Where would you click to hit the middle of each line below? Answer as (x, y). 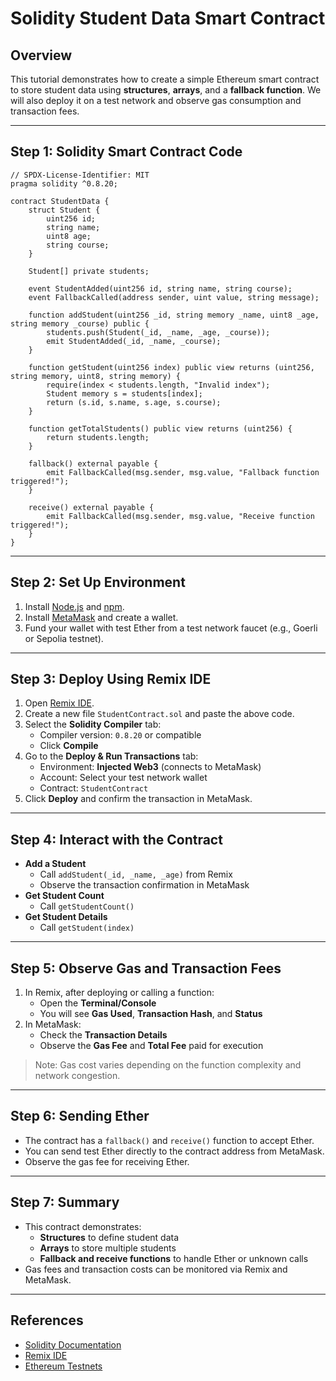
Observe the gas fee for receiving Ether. (107, 1161)
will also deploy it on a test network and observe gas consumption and (156, 100)
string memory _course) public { (80, 323)
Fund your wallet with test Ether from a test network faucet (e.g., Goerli (171, 628)
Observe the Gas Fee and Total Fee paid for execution (151, 1046)
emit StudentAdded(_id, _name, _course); (134, 341)
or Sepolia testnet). (64, 638)
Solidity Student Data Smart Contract (168, 18)
